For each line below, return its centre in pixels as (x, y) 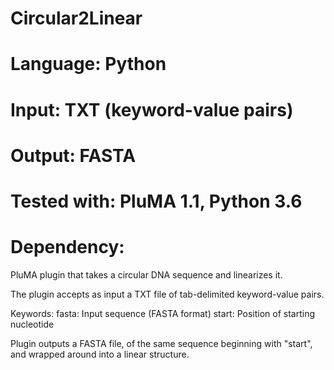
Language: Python (88, 64)
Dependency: (67, 247)
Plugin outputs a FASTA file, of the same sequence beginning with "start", (161, 343)
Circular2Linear (76, 18)
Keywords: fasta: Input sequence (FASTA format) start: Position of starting (163, 313)
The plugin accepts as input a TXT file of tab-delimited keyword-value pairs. (167, 294)
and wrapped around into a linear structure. (100, 354)
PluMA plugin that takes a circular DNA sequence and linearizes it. (146, 274)
